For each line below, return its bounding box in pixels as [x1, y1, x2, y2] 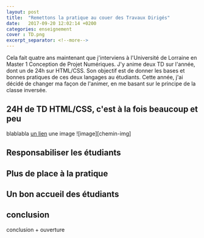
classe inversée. [6, 87, 47, 93]
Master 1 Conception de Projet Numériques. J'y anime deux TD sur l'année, [6, 60, 195, 68]
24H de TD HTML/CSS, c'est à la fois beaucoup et [6, 104, 199, 115]
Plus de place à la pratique [6, 168, 108, 179]
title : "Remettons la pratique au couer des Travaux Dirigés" [6, 15, 171, 21]
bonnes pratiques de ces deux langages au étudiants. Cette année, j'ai [6, 74, 183, 81]
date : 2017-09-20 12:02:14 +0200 [6, 20, 97, 26]
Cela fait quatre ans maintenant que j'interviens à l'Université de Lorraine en [6, 54, 197, 61]
